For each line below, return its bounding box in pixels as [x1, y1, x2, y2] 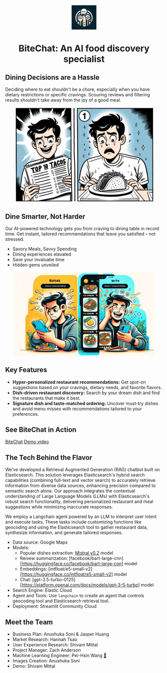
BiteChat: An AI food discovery [18, 43, 150, 54]
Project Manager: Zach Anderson [12, 647, 81, 653]
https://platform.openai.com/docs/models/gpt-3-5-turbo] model [21, 582, 154, 588]
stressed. [5, 236, 24, 242]
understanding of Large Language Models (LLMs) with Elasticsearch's [5, 493, 150, 499]
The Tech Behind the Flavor [5, 453, 92, 462]
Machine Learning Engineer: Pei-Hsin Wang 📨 [12, 652, 107, 658]
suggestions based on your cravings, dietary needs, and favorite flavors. [12, 384, 162, 390]
